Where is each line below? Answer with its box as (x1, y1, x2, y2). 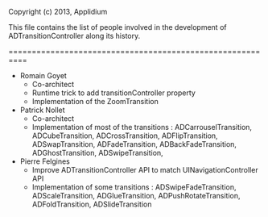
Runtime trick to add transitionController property (31, 88, 196, 98)
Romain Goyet (19, 71, 67, 80)
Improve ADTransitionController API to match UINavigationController (31, 165, 259, 174)
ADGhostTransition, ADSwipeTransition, (31, 148, 163, 157)
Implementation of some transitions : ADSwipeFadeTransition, (31, 182, 237, 192)
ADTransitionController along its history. (8, 31, 141, 40)
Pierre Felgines (19, 156, 70, 166)
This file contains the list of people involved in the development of (8, 23, 227, 31)
